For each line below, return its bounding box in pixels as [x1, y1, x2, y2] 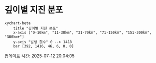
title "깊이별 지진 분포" [13, 26, 58, 31]
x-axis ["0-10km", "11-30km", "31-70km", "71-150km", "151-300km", [13, 30, 152, 35]
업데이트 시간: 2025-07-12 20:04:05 [4, 53, 75, 59]
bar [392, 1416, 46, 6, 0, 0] [13, 44, 74, 48]
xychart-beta [4, 20, 31, 26]
